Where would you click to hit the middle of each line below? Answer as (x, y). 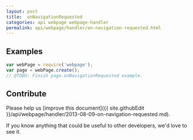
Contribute (26, 94)
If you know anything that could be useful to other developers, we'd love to (97, 125)
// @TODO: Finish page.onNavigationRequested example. (75, 76)
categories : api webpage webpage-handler (57, 22)
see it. (13, 131)
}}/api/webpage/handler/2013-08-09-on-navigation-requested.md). (88, 114)
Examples (24, 51)
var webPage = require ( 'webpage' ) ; (50, 65)
